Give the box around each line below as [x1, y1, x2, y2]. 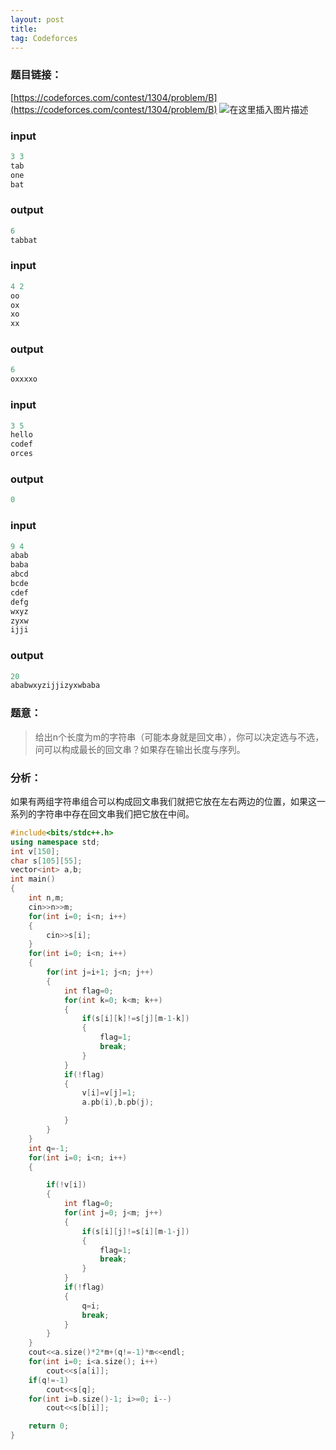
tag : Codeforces [10, 33, 78, 43]
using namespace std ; [10, 837, 101, 847]
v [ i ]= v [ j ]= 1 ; [81, 1088, 137, 1098]
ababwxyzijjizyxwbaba [10, 681, 101, 691]
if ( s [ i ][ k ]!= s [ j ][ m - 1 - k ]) [81, 1014, 190, 1024]
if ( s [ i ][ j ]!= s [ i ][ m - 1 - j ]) [81, 1226, 190, 1236]
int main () [10, 874, 56, 885]
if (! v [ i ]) [46, 1180, 87, 1190]
